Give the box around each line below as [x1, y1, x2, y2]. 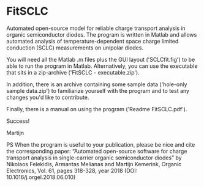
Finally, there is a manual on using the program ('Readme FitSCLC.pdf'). [6, 105, 187, 112]
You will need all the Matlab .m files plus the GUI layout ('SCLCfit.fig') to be [6, 56, 195, 63]
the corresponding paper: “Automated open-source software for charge [6, 147, 187, 155]
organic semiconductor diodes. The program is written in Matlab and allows [6, 31, 197, 38]
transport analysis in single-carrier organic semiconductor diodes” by [6, 154, 182, 161]
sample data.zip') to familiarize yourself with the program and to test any [6, 87, 190, 94]
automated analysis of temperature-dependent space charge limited [6, 37, 179, 45]
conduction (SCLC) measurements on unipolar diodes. [6, 44, 144, 51]
